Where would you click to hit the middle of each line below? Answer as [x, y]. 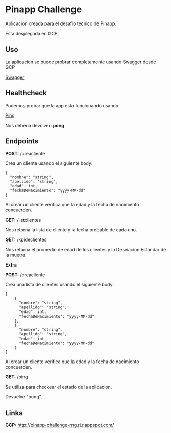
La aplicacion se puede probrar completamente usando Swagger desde [81, 62]
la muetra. [16, 255]
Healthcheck [26, 93]
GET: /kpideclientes [26, 240]
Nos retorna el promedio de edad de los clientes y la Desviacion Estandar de [86, 250]
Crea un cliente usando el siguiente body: [49, 163]
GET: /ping [17, 377]
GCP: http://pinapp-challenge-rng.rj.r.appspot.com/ [60, 425]
